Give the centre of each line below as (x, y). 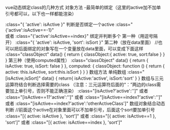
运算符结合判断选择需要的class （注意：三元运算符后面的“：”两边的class (81, 84)
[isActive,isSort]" (23, 78)
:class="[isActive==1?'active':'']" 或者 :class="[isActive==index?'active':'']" (84, 97)
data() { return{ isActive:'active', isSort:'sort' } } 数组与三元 (103, 78)
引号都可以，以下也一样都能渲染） (41, 14)
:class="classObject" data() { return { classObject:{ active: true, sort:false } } (85, 54)
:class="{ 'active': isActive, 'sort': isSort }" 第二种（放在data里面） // (87, 42)
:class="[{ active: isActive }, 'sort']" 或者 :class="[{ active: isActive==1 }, (81, 116)
